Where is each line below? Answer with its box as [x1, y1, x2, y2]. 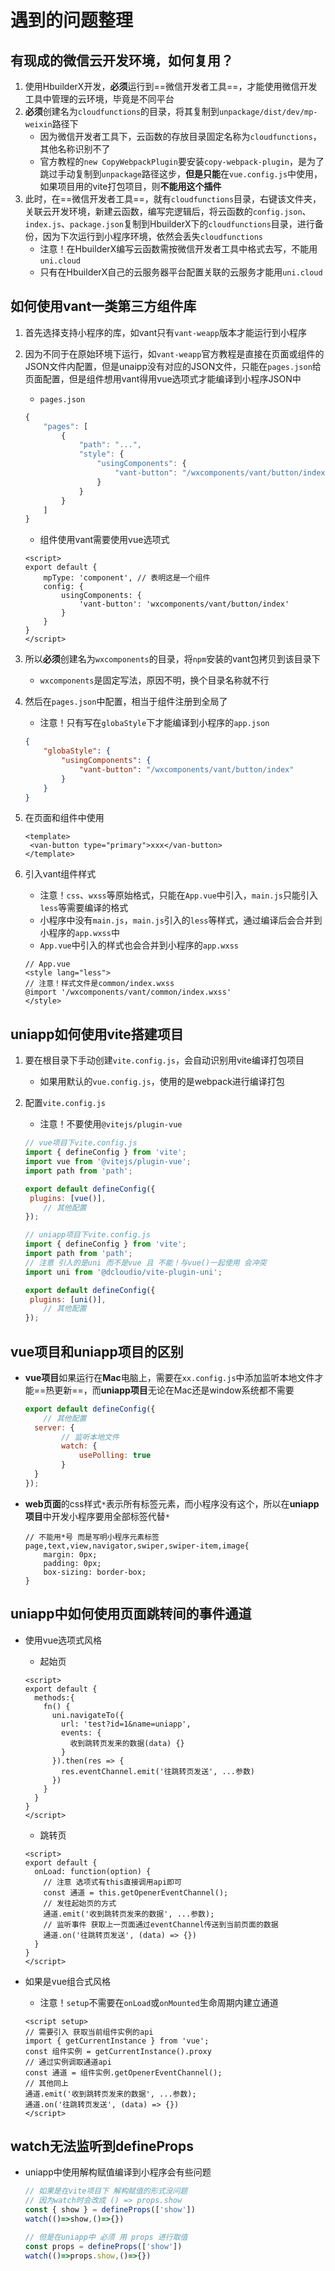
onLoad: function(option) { [34, 1866, 152, 1876]
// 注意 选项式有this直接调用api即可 [43, 1877, 182, 1887]
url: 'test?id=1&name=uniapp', [61, 1719, 192, 1729]
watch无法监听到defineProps [10, 2138, 194, 2155]
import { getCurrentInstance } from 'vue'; [24, 2036, 210, 2046]
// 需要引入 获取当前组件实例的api [24, 2027, 154, 2037]
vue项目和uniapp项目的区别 [10, 1343, 184, 1360]
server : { [34, 1422, 75, 1433]
